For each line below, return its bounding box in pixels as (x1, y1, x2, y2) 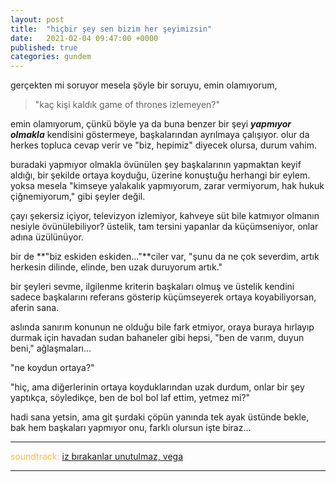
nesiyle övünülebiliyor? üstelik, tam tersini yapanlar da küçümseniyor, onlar (10, 221, 319, 233)
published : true (10, 42, 78, 53)
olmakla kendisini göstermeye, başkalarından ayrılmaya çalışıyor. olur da (10, 129, 310, 141)
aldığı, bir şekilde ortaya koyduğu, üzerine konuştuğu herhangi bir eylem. (10, 169, 311, 181)
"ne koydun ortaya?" (10, 362, 95, 374)
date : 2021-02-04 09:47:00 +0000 (10, 33, 159, 43)
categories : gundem (10, 52, 92, 62)
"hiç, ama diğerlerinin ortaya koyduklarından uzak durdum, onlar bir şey (10, 381, 305, 393)
